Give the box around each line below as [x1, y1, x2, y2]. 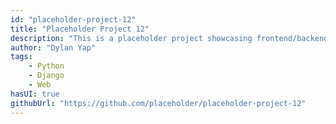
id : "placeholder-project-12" [10, 14, 137, 25]
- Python [28, 61, 65, 71]
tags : [10, 52, 33, 62]
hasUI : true [10, 89, 60, 99]
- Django [28, 71, 65, 81]
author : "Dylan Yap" [10, 42, 97, 53]
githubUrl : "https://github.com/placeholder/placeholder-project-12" [10, 98, 307, 108]
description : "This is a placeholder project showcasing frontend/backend [10, 33, 329, 43]
